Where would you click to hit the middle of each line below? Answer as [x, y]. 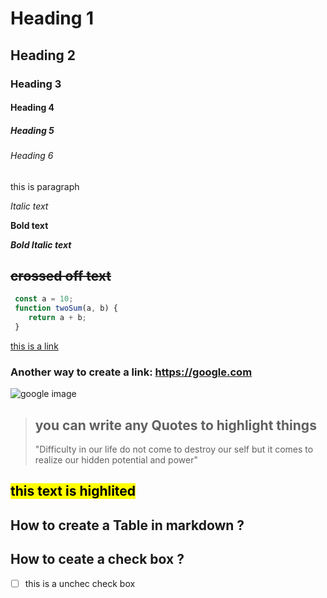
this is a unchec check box [80, 583]
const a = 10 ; [44, 299]
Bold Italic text [41, 244]
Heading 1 [52, 18]
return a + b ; [57, 318]
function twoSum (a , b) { [66, 308]
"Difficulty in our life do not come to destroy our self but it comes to [174, 449]
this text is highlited [73, 491]
